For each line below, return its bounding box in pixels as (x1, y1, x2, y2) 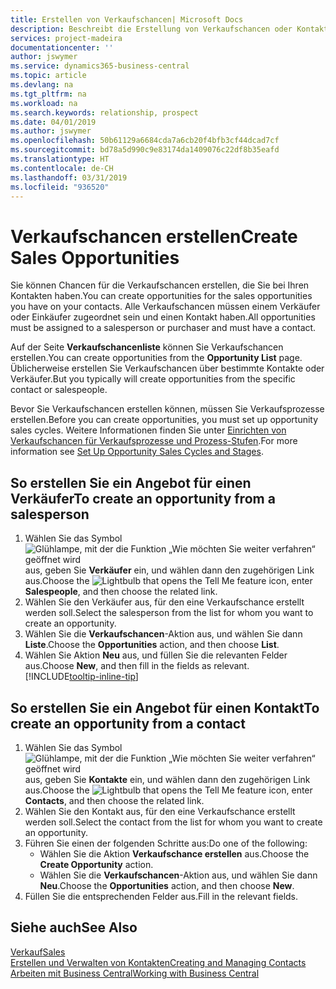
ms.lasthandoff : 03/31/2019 (10, 172, 128, 183)
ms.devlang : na (10, 80, 74, 90)
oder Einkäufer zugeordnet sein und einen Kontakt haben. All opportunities (10, 311, 316, 323)
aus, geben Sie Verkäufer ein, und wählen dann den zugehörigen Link (24, 564, 315, 576)
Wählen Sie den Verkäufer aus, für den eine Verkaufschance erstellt (24, 596, 305, 608)
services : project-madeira (10, 33, 123, 43)
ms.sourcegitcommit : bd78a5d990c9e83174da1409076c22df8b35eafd (10, 145, 280, 155)
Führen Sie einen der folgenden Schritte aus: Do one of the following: (24, 837, 308, 849)
